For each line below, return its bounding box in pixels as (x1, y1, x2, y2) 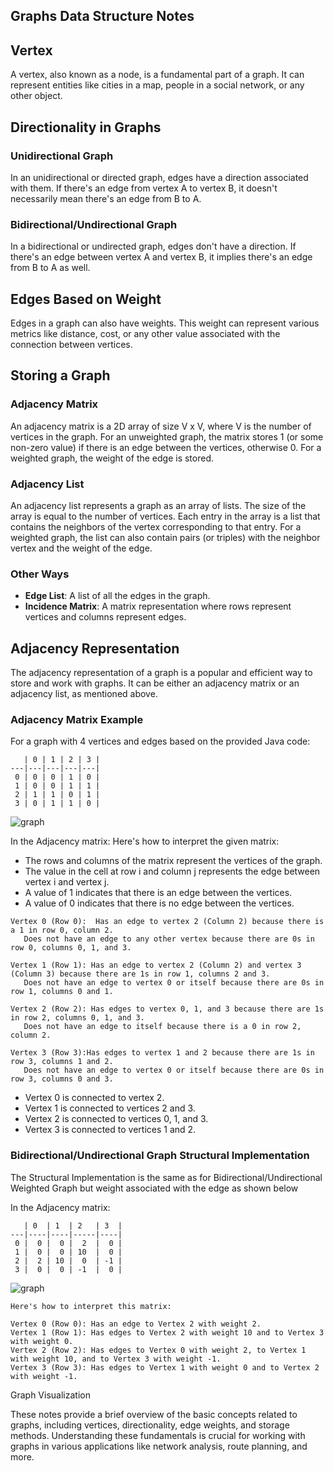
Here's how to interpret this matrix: (10, 1301, 172, 1311)
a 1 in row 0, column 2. (10, 925, 114, 936)
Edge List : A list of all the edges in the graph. (24, 590, 211, 602)
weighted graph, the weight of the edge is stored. (10, 452, 215, 464)
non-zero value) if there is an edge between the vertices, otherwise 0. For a (10, 441, 322, 453)
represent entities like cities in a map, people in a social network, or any (10, 79, 305, 91)
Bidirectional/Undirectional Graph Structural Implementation (10, 1149, 310, 1163)
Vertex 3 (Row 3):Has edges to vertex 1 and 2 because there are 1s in (10, 1048, 315, 1058)
